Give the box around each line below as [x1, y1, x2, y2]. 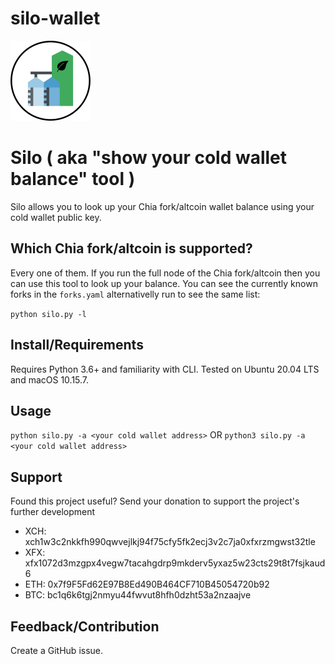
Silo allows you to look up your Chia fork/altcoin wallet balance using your [10, 200, 315, 212]
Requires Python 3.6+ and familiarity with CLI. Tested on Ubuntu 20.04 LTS [10, 363, 320, 375]
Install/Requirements [10, 337, 144, 354]
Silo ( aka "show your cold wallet [10, 147, 288, 169]
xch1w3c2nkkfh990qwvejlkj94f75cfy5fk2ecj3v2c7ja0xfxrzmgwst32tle [24, 536, 316, 548]
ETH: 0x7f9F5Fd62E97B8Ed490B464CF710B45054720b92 [24, 578, 270, 591]
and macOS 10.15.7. [10, 373, 90, 386]
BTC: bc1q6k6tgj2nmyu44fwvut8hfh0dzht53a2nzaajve [24, 589, 252, 601]
